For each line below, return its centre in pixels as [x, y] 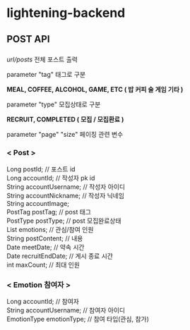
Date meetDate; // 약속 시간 [46, 247]
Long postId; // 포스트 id [41, 169]
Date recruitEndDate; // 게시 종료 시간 [60, 256]
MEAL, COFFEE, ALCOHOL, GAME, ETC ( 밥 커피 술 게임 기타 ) [95, 89]
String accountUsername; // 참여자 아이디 [66, 310]
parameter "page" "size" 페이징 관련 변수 [65, 134]
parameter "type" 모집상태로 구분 [54, 104]
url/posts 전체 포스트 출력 [42, 59]
